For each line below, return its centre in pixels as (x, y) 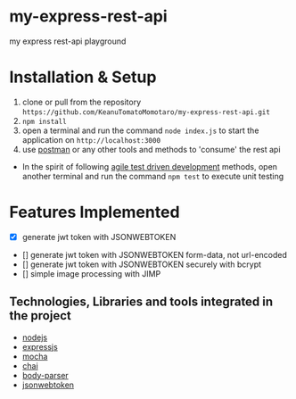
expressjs (40, 346)
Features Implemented (95, 212)
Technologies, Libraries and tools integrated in (141, 302)
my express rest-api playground (68, 41)
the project (40, 316)
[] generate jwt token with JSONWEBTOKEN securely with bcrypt (141, 264)
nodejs (34, 337)
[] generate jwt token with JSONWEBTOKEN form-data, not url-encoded (155, 254)
